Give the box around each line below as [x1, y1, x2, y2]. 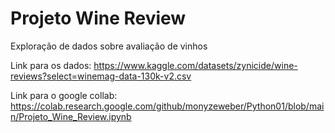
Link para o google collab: [10, 89, 118, 101]
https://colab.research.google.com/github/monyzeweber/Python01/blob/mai [10, 100, 325, 112]
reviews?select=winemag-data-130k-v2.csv [10, 70, 192, 82]
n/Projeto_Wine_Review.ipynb [10, 110, 132, 122]
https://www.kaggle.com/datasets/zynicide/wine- [93, 59, 298, 71]
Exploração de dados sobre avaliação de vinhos [10, 40, 208, 52]
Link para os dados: [10, 59, 92, 71]
